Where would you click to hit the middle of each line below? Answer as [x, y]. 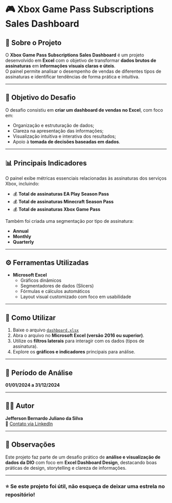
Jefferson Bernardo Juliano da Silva [44, 418]
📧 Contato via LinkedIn [29, 424]
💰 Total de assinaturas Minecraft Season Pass [63, 201]
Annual [21, 231]
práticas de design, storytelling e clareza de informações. [66, 468]
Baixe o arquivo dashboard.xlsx [46, 330]
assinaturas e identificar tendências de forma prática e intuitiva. [72, 77]
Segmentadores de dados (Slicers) [57, 286]
